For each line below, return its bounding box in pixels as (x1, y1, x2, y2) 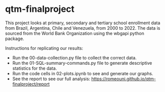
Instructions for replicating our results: (5, 45, 83, 51)
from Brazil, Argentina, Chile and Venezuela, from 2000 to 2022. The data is (5, 25, 161, 31)
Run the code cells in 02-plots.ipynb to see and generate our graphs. (12, 70, 154, 76)
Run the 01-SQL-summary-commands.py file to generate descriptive (12, 60, 152, 66)
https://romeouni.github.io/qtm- (91, 76, 156, 82)
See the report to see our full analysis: (12, 76, 91, 82)
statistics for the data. (12, 65, 57, 71)
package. (5, 36, 24, 42)
